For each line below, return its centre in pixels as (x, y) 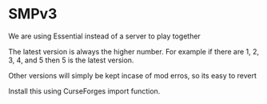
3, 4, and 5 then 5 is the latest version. (71, 60)
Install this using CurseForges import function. (84, 91)
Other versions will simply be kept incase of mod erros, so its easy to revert (133, 75)
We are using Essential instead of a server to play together (105, 36)
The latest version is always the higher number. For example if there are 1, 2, (134, 51)
